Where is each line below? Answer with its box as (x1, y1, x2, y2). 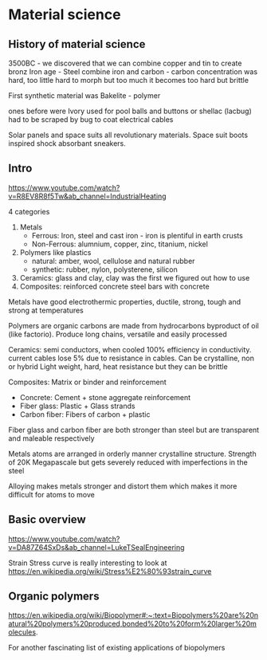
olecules (8, 627, 37, 637)
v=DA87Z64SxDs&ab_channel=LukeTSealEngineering (8, 542, 185, 552)
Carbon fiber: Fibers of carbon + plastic (19, 409, 151, 419)
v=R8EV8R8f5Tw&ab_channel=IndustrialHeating (8, 191, 167, 201)
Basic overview (8, 513, 86, 527)
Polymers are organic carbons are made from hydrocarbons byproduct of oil (8, 320, 259, 330)
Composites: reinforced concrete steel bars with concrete (19, 281, 210, 291)
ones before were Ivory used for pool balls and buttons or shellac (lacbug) (8, 106, 253, 116)
